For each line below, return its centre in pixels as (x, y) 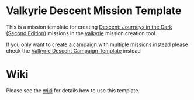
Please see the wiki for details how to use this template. (73, 90)
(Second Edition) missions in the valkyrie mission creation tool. (82, 33)
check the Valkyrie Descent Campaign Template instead (74, 50)
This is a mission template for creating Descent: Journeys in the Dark (89, 27)
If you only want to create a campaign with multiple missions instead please (97, 44)
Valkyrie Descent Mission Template (94, 11)
